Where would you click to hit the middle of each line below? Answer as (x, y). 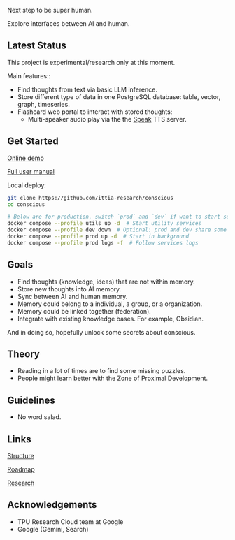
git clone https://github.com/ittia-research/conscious (90, 198)
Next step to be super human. (50, 10)
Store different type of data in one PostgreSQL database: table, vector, (119, 96)
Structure (21, 456)
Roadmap (21, 469)
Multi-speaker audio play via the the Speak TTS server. (107, 119)
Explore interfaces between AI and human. (69, 23)
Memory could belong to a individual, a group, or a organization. (110, 304)
